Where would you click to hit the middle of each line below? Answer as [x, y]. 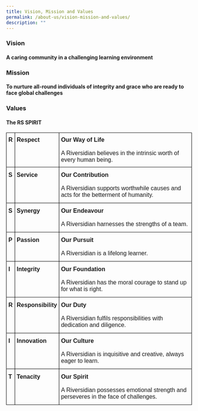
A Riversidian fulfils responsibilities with [112, 318]
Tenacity [29, 377]
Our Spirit [75, 377]
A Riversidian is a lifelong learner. [105, 253]
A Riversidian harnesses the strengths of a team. [125, 224]
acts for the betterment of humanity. [107, 195]
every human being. [87, 160]
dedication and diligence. [94, 325]
